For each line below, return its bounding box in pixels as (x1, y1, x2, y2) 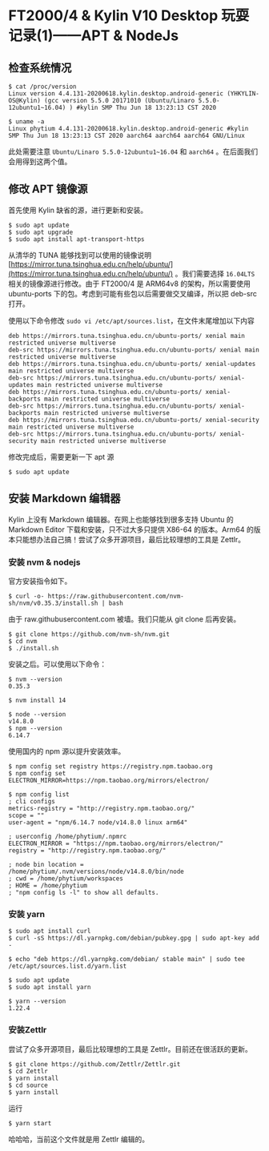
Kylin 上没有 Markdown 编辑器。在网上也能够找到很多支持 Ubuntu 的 (8, 514, 234, 524)
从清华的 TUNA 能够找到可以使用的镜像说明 (8, 250, 152, 260)
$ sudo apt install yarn (8, 984, 91, 992)
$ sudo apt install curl (8, 928, 91, 936)
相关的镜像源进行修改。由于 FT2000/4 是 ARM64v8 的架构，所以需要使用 (8, 279, 251, 288)
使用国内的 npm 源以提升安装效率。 (8, 746, 126, 756)
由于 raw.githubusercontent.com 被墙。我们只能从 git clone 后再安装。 (8, 614, 241, 624)
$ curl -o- (8, 592, 45, 600)
